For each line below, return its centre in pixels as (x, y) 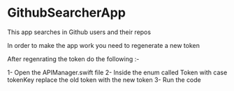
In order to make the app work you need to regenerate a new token (104, 45)
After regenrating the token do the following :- (73, 59)
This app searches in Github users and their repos (79, 32)
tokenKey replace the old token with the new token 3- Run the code (104, 80)
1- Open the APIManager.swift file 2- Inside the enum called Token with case (117, 72)
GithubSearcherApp (66, 13)
